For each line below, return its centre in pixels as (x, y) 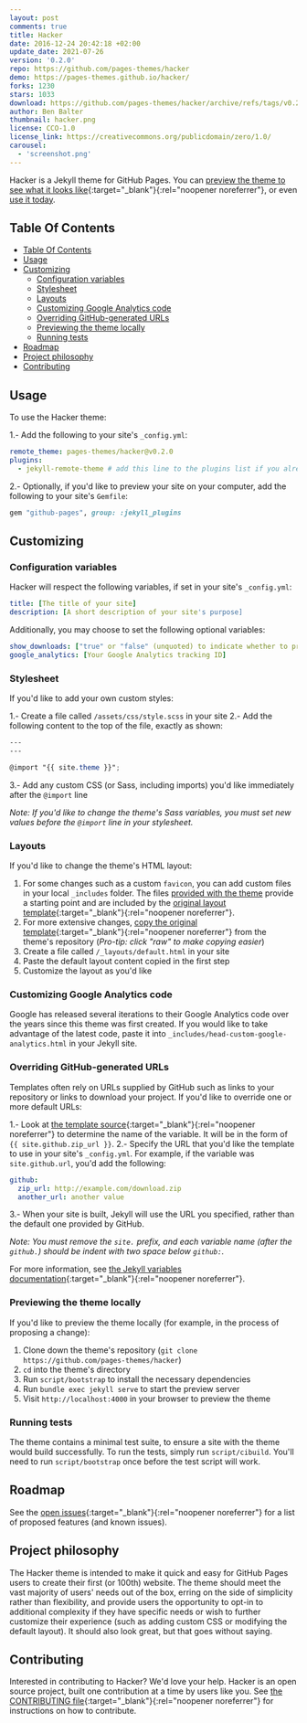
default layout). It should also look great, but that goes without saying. (141, 1631)
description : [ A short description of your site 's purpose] (127, 612)
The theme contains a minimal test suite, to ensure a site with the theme (145, 1441)
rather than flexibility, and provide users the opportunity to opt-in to (136, 1601)
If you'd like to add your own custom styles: (91, 698)
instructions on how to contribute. (73, 1711)
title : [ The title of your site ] (73, 604)
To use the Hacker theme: (58, 418)
